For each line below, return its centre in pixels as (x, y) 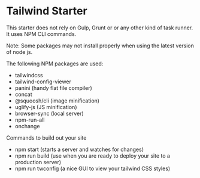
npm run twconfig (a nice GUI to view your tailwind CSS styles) (93, 168)
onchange (27, 126)
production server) (38, 162)
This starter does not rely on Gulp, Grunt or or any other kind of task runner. (100, 28)
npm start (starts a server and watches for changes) (79, 149)
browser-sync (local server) (49, 113)
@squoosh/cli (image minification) (57, 101)
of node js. (19, 52)
